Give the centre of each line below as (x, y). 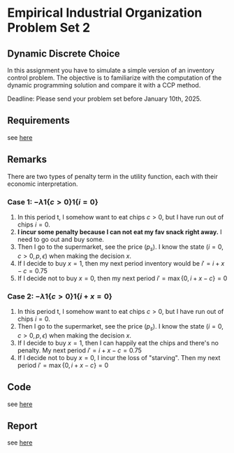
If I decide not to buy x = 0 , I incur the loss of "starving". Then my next (119, 357)
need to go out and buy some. (61, 239)
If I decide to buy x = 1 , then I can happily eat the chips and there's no (118, 343)
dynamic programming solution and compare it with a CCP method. (104, 85)
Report (22, 426)
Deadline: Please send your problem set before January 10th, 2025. (104, 99)
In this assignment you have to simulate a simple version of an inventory (111, 70)
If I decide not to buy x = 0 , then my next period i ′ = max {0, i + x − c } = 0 (122, 278)
